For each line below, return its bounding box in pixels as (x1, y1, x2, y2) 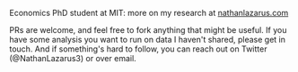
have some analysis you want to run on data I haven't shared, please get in (9, 35, 285, 44)
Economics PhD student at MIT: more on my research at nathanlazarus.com (9, 8, 289, 18)
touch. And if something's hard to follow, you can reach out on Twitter (9, 44, 267, 54)
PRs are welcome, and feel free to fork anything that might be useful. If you (9, 25, 287, 35)
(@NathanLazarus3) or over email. (9, 53, 136, 63)
